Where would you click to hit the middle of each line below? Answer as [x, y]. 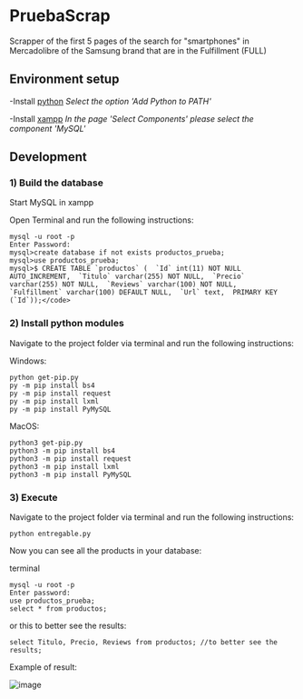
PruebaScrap [60, 16]
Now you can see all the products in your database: [106, 551]
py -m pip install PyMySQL [60, 409]
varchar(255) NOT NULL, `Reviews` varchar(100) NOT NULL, [123, 285]
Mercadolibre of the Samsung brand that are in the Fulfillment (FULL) [138, 50]
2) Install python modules [67, 324]
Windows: [28, 361]
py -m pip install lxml [54, 401]
